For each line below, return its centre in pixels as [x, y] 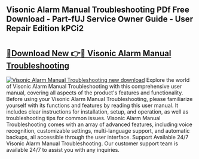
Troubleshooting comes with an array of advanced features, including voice [99, 124]
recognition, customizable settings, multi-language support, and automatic [98, 131]
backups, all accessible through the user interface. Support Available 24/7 [97, 137]
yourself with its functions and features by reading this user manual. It [92, 105]
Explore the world [168, 80]
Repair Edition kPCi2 [45, 28]
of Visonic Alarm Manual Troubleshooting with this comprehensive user [94, 86]
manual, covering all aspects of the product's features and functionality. [95, 93]
